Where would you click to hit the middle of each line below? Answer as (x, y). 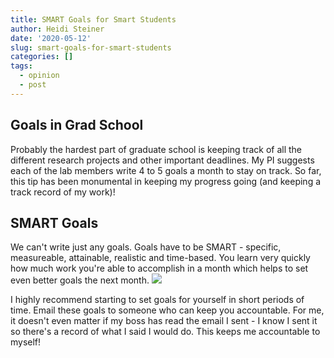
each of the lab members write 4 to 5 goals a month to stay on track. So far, (166, 170)
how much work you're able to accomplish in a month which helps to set (159, 268)
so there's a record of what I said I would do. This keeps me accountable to (165, 332)
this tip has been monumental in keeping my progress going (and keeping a (166, 181)
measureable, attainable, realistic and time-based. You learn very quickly (160, 258)
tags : (21, 66)
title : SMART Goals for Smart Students (93, 19)
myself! (26, 342)
